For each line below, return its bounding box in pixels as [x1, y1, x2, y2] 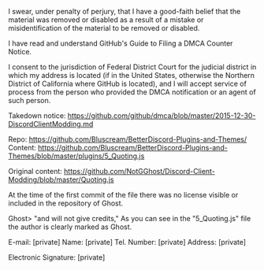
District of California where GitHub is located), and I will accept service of [8, 79, 247, 88]
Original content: [8, 167, 63, 176]
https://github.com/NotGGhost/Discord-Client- [64, 167, 215, 176]
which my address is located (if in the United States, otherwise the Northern [8, 71, 255, 80]
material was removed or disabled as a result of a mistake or [8, 15, 204, 24]
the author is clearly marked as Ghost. [8, 222, 132, 231]
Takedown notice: [8, 111, 66, 120]
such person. [8, 96, 51, 105]
